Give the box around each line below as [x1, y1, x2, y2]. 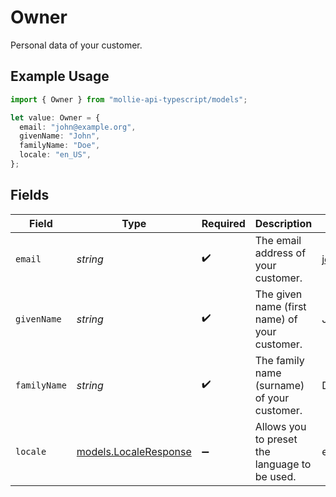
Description [254, 216, 313, 230]
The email [254, 233, 302, 247]
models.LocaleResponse [76, 444, 192, 458]
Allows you [254, 419, 307, 433]
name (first [254, 299, 307, 313]
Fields [10, 187, 50, 204]
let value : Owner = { [10, 112, 101, 123]
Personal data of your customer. [10, 39, 143, 51]
